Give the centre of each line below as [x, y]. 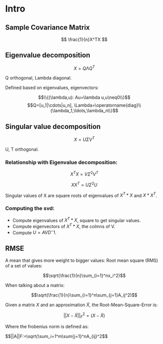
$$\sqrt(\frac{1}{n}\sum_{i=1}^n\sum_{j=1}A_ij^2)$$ [84, 295]
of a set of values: [24, 266]
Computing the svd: [30, 209]
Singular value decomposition [53, 126]
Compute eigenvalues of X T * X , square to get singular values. [77, 220]
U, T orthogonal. [22, 149]
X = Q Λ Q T [84, 67]
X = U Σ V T [84, 139]
